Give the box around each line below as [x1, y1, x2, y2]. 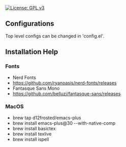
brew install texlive [12, 131, 52, 137]
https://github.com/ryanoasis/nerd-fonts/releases [12, 80, 117, 86]
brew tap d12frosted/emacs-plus [12, 115, 81, 121]
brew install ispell [12, 136, 49, 142]
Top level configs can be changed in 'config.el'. [5, 33, 104, 39]
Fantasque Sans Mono [12, 85, 60, 91]
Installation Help [5, 48, 58, 56]
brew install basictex [12, 125, 56, 131]
